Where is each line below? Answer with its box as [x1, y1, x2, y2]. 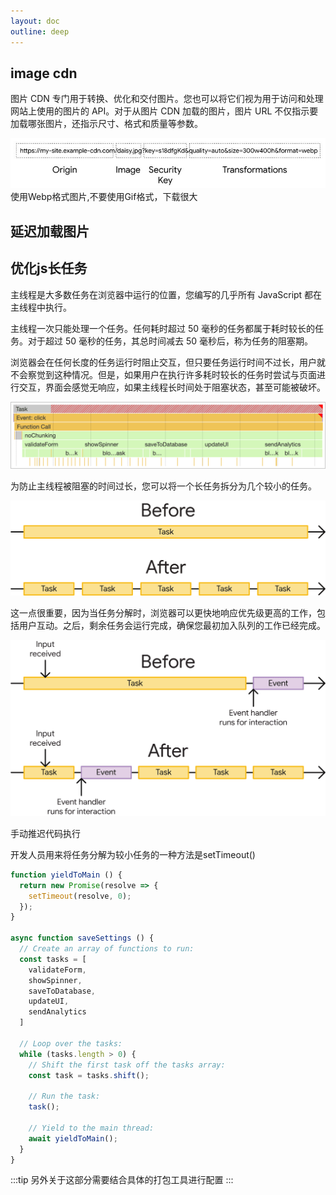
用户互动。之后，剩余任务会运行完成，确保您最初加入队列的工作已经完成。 [18, 619, 326, 631]
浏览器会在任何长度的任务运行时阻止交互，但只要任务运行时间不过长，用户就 [10, 356, 326, 368]
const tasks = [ [19, 954, 87, 964]
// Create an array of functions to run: [19, 944, 195, 954]
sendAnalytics [28, 1007, 87, 1017]
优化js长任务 [10, 260, 88, 277]
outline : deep [10, 26, 70, 37]
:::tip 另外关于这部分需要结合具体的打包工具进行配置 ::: [10, 1174, 234, 1186]
